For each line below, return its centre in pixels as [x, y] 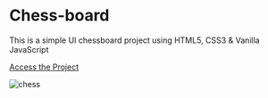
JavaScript [29, 49]
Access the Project [44, 67]
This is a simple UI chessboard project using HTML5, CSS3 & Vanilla [135, 40]
